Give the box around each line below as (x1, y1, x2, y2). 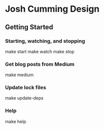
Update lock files (5, 84, 47, 91)
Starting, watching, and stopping (5, 38, 85, 44)
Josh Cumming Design (5, 3, 100, 15)
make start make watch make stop (5, 48, 75, 54)
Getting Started (5, 23, 53, 31)
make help (5, 118, 26, 124)
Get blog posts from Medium (5, 61, 75, 67)
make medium (5, 72, 34, 78)
